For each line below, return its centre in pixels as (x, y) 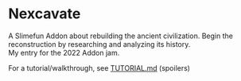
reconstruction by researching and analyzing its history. (99, 44)
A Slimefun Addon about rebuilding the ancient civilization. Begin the (120, 36)
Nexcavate (45, 14)
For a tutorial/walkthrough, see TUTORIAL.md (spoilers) (99, 67)
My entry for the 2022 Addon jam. (64, 52)
